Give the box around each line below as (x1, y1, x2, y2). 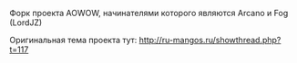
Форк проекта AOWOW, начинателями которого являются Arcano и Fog (9, 8, 289, 18)
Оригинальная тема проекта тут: (9, 35, 138, 45)
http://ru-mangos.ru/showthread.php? (138, 35, 282, 45)
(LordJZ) (9, 17, 43, 28)
